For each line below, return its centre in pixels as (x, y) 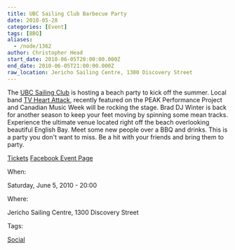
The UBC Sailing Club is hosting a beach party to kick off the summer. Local (117, 92)
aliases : (20, 40)
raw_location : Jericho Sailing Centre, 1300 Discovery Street (100, 72)
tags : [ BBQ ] (25, 33)
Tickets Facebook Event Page (50, 158)
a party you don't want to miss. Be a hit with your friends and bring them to (116, 137)
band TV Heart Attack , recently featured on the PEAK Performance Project (115, 99)
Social (16, 239)
